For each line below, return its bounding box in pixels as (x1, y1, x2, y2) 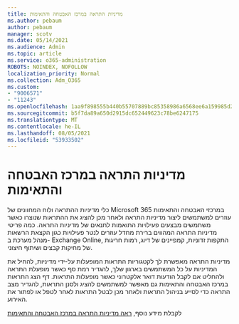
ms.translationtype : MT (7, 116, 78, 123)
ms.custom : (7, 83, 40, 90)
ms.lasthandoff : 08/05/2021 (7, 130, 91, 137)
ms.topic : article (7, 51, 62, 58)
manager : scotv (7, 30, 53, 38)
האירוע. (7, 295, 28, 303)
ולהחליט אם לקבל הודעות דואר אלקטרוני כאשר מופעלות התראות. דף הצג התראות (7, 272, 225, 281)
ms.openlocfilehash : (7, 103, 69, 110)
